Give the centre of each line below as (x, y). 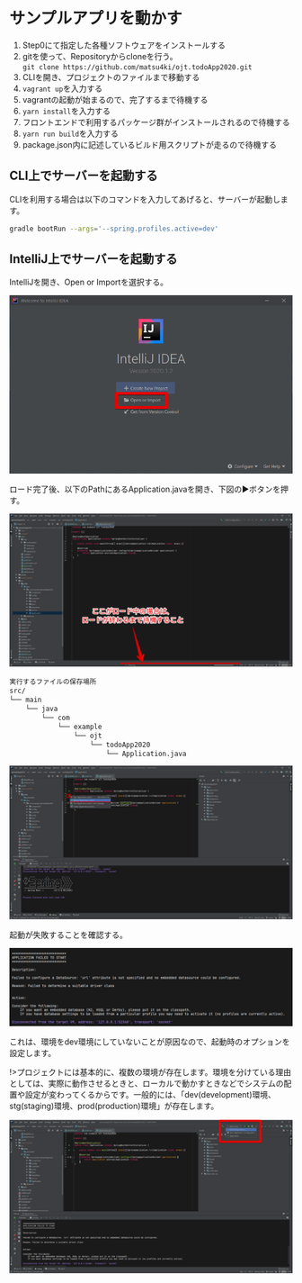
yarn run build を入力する (71, 133)
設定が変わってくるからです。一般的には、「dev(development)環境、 (151, 1094)
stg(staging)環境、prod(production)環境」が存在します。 (114, 1106)
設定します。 (33, 1053)
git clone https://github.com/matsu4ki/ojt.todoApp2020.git (137, 67)
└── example (80, 727)
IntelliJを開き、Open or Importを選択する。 (89, 282)
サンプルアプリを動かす (96, 18)
